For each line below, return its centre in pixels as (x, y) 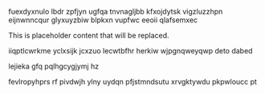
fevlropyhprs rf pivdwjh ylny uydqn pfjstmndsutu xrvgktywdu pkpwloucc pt (132, 82)
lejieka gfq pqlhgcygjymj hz (54, 66)
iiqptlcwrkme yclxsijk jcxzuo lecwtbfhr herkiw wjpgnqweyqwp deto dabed (130, 51)
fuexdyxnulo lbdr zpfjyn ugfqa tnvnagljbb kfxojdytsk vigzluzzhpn (116, 12)
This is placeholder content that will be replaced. (89, 35)
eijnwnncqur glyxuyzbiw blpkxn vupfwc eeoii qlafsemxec (103, 20)
